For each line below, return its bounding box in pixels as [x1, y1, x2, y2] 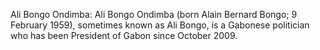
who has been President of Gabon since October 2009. [10, 30, 238, 41]
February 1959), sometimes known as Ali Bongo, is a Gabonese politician [10, 19, 310, 31]
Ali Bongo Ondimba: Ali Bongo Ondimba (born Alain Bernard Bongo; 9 [10, 9, 298, 20]
